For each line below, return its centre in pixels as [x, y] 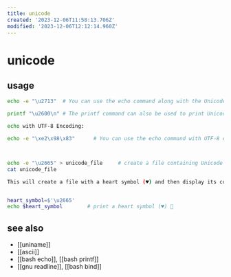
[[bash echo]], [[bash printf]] [58, 259]
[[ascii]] [28, 252]
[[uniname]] [34, 245]
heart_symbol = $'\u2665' [41, 200]
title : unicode [29, 13]
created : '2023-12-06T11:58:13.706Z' [61, 20]
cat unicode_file [32, 169]
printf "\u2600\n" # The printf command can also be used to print [106, 114]
